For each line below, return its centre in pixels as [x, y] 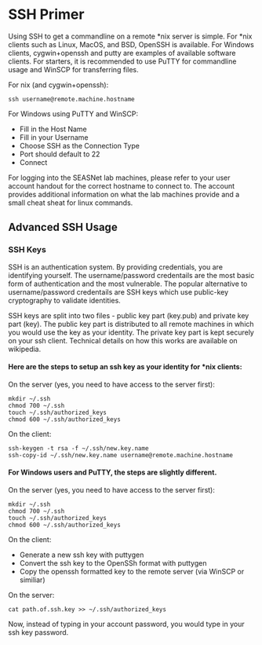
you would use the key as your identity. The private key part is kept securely [131, 332]
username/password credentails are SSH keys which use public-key [118, 291]
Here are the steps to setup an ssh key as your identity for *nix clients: [125, 367]
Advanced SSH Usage [63, 227]
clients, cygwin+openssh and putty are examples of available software [122, 53]
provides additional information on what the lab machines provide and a [124, 194]
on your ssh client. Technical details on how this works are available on [123, 340]
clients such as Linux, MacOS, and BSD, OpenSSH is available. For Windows [131, 44]
